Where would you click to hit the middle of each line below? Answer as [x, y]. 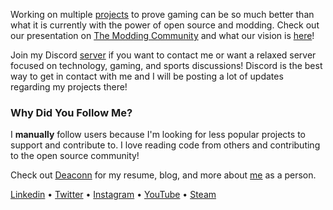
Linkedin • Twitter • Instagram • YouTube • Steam [113, 195]
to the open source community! [75, 156]
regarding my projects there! [69, 87]
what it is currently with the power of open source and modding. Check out [165, 25]
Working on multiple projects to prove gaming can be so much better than [162, 14]
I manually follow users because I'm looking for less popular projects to [158, 135]
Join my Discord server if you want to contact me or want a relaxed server [163, 55]
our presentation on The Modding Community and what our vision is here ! [162, 35]
